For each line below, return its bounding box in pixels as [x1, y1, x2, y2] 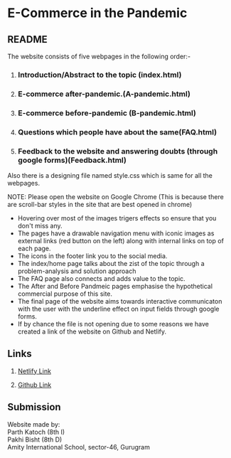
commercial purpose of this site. [17, 289, 112, 298]
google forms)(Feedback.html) [17, 155, 127, 165]
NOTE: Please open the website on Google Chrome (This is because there [7, 192, 224, 201]
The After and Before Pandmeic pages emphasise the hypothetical [17, 282, 213, 290]
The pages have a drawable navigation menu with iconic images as [17, 229, 215, 238]
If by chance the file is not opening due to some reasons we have [17, 319, 210, 328]
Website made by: [7, 420, 60, 428]
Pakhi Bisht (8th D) [7, 435, 63, 444]
